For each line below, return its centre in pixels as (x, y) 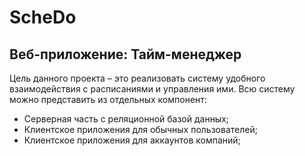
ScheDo (43, 17)
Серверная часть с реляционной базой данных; (126, 119)
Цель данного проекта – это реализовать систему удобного (137, 78)
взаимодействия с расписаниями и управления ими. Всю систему (152, 89)
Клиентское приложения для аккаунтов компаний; (132, 140)
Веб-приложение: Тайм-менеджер (125, 54)
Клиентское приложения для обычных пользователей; (140, 129)
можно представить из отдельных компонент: (108, 99)
